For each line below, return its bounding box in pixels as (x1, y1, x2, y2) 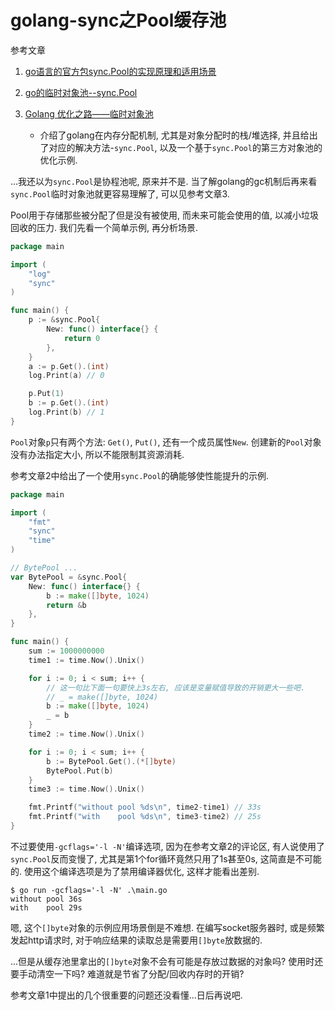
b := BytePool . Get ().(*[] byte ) (46, 756, 177, 766)
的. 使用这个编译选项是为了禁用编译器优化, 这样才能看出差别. (10, 865, 260, 877)
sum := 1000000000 (28, 646, 105, 656)
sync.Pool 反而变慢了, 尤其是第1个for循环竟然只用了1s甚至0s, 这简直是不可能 (10, 852, 322, 865)
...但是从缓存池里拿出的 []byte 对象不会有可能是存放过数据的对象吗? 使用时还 (10, 955, 324, 967)
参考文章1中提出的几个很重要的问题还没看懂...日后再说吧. (10, 989, 243, 1001)
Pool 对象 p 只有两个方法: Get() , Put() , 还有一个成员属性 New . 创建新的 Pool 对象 (10, 436, 322, 448)
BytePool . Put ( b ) (46, 766, 114, 776)
